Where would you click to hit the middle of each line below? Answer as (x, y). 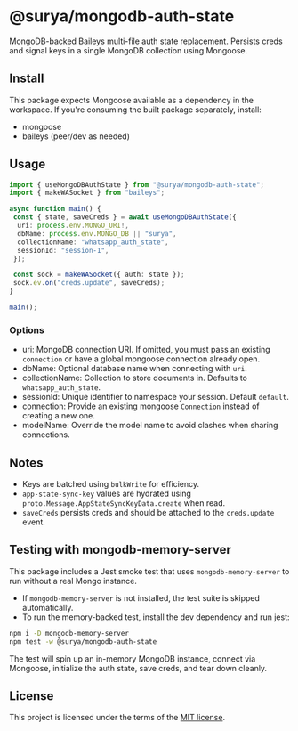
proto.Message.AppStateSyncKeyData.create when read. (124, 503)
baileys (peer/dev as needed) (76, 136)
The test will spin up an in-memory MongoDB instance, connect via (133, 658)
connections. (46, 435)
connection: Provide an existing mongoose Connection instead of (141, 406)
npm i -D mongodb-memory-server (69, 633)
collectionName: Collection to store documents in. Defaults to (134, 378)
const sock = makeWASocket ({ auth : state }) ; (99, 275)
